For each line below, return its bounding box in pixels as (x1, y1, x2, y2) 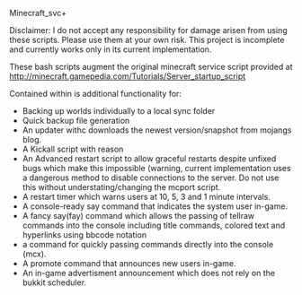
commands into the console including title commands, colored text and (22, 220, 286, 230)
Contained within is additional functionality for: (9, 89, 182, 99)
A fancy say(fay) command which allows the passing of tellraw (22, 211, 255, 221)
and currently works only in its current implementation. (9, 44, 212, 55)
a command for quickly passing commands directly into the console (22, 239, 274, 249)
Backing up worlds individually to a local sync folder (22, 106, 216, 116)
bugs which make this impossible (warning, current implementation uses (22, 163, 291, 173)
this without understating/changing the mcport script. (22, 182, 221, 192)
